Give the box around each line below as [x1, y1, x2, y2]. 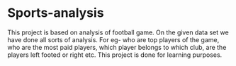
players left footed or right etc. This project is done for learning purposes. [7, 51, 223, 59]
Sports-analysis [7, 5, 104, 21]
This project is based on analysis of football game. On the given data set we [7, 28, 229, 37]
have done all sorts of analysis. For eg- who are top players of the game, [7, 35, 220, 44]
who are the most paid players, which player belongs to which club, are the [7, 43, 227, 51]
